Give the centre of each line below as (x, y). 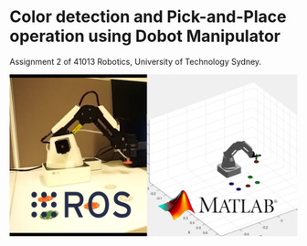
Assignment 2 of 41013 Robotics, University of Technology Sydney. (136, 61)
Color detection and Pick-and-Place (148, 17)
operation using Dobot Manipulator (145, 36)
